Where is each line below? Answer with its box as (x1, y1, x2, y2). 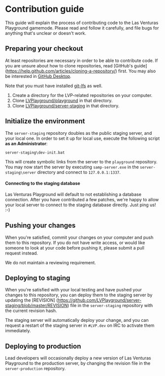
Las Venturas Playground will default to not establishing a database (5, 191, 142, 197)
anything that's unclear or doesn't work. (5, 30, 87, 36)
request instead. (5, 250, 38, 256)
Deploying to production (5, 342, 81, 350)
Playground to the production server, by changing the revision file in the (5, 360, 151, 366)
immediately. (5, 328, 31, 334)
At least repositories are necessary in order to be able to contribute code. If (5, 58, 158, 63)
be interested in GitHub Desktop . (5, 73, 71, 79)
